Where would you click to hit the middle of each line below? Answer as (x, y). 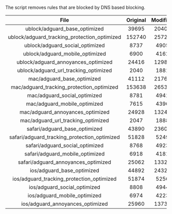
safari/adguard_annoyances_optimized (64, 162)
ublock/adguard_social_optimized (64, 45)
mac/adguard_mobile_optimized (64, 104)
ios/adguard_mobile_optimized (64, 196)
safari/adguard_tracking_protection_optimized (65, 137)
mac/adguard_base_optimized (64, 79)
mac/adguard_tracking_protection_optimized (65, 87)
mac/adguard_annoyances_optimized (65, 112)
